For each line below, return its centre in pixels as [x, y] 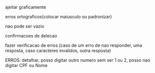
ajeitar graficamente [26, 7]
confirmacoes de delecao [31, 36]
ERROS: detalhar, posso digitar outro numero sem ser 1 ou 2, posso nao [78, 60]
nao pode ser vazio [25, 26]
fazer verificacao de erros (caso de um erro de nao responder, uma [74, 45]
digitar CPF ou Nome [26, 65]
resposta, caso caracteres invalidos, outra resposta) [58, 51]
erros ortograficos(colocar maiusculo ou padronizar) [58, 17]
